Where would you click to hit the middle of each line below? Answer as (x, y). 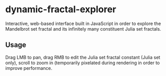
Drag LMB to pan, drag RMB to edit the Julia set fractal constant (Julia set (83, 57)
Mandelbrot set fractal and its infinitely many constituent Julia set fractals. (83, 29)
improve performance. (29, 68)
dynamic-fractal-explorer (61, 9)
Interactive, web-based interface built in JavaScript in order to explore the (83, 23)
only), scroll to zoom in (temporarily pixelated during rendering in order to (82, 63)
